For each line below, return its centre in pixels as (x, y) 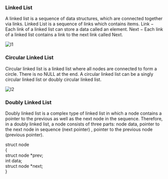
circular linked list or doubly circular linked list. (53, 79)
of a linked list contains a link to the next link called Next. (64, 35)
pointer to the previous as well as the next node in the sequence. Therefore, (84, 118)
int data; (14, 160)
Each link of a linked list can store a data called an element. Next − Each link (84, 29)
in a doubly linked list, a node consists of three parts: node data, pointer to (82, 124)
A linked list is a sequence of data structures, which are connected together (84, 19)
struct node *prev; (24, 155)
